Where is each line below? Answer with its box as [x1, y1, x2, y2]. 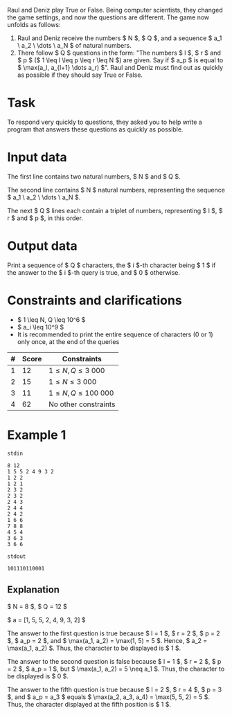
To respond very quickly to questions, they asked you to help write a [7, 118, 202, 126]
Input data [7, 150, 67, 165]
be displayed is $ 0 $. [7, 671, 69, 680]
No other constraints [48, 399, 116, 409]
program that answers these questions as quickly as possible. [7, 125, 184, 134]
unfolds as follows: [7, 21, 61, 28]
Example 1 [7, 427, 66, 442]
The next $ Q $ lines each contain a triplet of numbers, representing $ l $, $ [7, 206, 223, 215]
